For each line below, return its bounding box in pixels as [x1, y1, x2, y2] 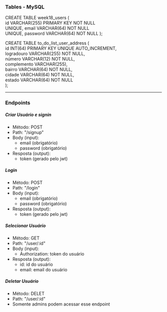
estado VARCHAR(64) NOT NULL [5, 77, 74, 83]
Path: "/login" [12, 185, 40, 191]
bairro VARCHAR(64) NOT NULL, [5, 66, 73, 72]
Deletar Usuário [5, 278, 39, 284]
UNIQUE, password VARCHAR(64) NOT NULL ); [5, 31, 103, 37]
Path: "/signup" [12, 129, 44, 135]
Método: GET [12, 235, 40, 241]
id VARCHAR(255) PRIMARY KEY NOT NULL [5, 20, 95, 26]
